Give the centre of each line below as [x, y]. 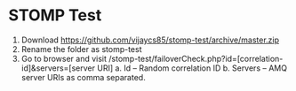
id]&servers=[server [58, 68]
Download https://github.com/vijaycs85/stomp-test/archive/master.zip [150, 40]
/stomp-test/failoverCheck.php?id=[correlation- [196, 58]
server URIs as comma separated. [83, 77]
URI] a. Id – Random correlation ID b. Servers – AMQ [192, 68]
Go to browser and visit [64, 58]
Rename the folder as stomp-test [81, 49]
